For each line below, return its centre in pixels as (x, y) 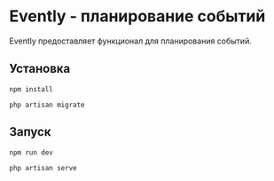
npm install (31, 89)
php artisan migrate (47, 105)
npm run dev (31, 153)
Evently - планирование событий (137, 16)
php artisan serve (43, 168)
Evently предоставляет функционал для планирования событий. (131, 41)
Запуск (30, 132)
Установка (40, 69)
